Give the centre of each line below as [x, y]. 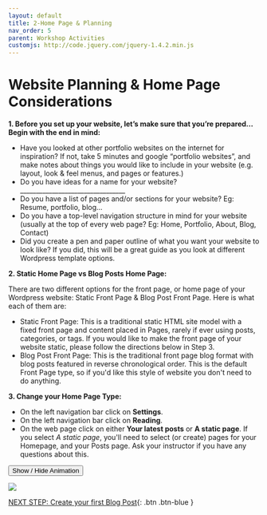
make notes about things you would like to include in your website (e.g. [136, 165]
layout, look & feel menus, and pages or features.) [102, 173]
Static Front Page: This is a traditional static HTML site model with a [131, 322]
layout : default [35, 16]
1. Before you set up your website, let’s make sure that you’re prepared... [131, 124]
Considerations [61, 102]
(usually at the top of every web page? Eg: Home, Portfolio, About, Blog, [138, 224]
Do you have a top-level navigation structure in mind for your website [133, 216]
